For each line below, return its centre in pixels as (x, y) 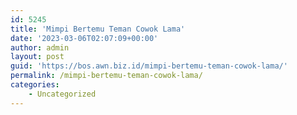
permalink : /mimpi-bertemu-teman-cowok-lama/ (106, 76)
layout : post (37, 57)
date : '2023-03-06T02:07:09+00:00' (84, 38)
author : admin (40, 47)
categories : (35, 85)
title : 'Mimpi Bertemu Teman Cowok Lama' (98, 29)
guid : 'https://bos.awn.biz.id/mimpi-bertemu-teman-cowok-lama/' (149, 66)
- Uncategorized (62, 94)
